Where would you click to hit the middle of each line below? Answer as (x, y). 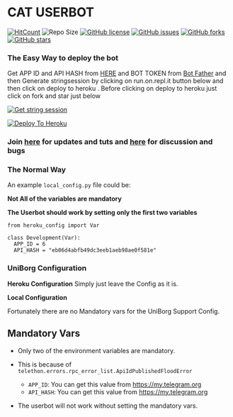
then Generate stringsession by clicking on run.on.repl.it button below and (115, 81)
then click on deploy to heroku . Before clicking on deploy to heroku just (112, 89)
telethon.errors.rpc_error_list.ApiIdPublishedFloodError (105, 371)
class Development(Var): (44, 238)
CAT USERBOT (51, 12)
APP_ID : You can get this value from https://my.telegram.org (115, 384)
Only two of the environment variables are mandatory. (96, 350)
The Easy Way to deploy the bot (63, 57)
